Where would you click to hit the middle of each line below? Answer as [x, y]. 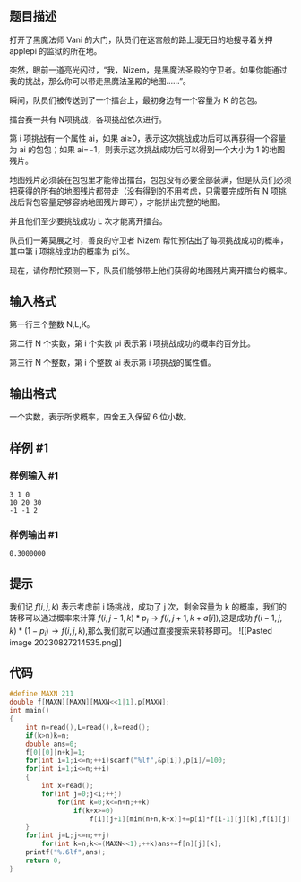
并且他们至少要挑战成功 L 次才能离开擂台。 [88, 220]
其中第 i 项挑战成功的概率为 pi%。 [72, 251]
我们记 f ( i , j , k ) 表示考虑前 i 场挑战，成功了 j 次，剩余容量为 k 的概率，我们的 [148, 607]
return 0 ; [44, 860]
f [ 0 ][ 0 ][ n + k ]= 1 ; [56, 752]
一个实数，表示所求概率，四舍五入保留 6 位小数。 [100, 417]
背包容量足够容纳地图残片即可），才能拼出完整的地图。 [125, 202]
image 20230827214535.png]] [66, 642]
